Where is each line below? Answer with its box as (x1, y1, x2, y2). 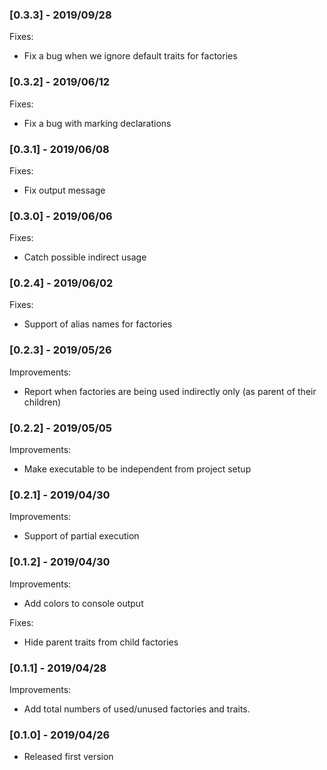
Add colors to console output (23, 597, 144, 609)
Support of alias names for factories (23, 318, 173, 330)
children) (23, 396, 62, 408)
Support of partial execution (23, 530, 140, 542)
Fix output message (23, 184, 106, 196)
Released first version (23, 751, 114, 763)
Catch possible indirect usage (23, 251, 147, 263)
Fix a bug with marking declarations (23, 117, 172, 129)
